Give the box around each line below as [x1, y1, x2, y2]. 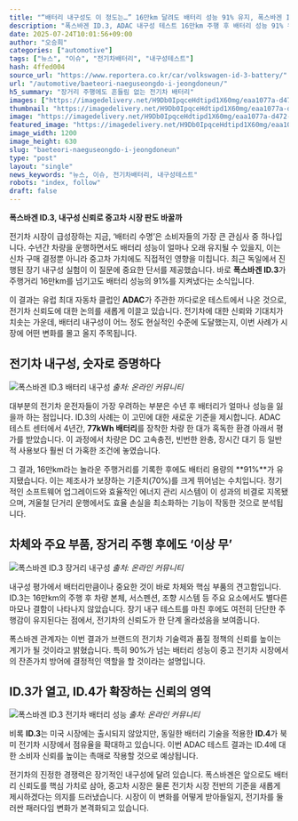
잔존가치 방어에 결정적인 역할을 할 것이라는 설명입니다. [18, 656, 206, 666]
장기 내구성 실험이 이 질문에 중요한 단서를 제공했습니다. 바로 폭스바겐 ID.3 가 [25, 264, 286, 275]
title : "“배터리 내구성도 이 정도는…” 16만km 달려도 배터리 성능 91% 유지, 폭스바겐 [9, 12, 283, 22]
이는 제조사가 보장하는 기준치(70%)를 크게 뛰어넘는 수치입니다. [49, 475, 266, 486]
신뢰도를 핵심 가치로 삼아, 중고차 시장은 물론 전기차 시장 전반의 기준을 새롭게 [18, 780, 281, 792]
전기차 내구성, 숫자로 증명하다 [9, 357, 161, 372]
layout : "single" [9, 162, 74, 171]
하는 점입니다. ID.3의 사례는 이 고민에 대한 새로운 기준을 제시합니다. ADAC [25, 411, 281, 423]
